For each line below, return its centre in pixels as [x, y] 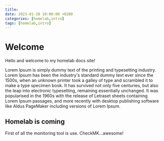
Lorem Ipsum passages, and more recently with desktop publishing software [82, 101]
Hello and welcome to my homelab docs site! [50, 61]
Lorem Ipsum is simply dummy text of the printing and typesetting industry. [81, 70]
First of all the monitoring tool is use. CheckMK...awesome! [64, 133]
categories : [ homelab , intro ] [35, 18]
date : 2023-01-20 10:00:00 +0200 [39, 14]
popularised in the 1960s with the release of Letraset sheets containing [76, 96]
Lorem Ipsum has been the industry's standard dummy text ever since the [79, 75]
